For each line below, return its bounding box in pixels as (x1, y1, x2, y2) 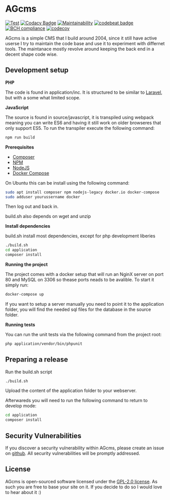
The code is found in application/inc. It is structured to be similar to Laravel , (5, 89, 163, 95)
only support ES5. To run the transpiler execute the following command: (5, 125, 155, 131)
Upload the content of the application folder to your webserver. (5, 387, 137, 394)
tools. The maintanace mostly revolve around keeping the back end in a (5, 46, 154, 52)
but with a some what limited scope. (5, 94, 81, 100)
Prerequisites (5, 144, 34, 150)
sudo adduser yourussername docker (5, 194, 80, 199)
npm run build (5, 135, 35, 140)
